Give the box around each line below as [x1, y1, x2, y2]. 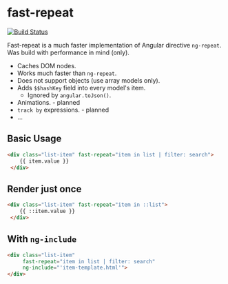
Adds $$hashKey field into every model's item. [17, 83, 146, 92]
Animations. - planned [17, 98, 81, 106]
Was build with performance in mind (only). [7, 48, 129, 57]
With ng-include [7, 233, 77, 245]
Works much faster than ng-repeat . [17, 69, 117, 77]
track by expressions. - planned [17, 105, 109, 114]
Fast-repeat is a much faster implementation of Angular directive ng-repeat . [7, 41, 222, 49]
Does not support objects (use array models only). [17, 76, 160, 84]
